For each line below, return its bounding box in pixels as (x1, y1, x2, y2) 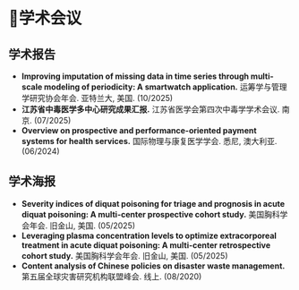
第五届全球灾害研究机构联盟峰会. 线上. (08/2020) (21, 270, 202, 282)
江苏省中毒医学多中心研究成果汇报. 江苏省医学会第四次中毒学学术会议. (21, 104, 280, 115)
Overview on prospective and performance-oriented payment (21, 125, 257, 135)
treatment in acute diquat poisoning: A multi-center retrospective (21, 239, 271, 251)
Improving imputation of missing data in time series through (21, 71, 250, 81)
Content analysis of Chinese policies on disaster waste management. (21, 260, 286, 271)
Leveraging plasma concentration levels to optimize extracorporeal (21, 230, 277, 241)
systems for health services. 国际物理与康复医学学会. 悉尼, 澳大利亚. (21, 136, 278, 146)
